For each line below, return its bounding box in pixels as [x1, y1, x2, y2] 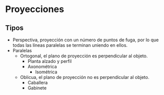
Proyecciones [5, 4, 65, 15]
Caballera [27, 79, 48, 85]
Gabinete [27, 85, 47, 91]
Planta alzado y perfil [27, 58, 72, 64]
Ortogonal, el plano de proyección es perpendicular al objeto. [20, 53, 148, 59]
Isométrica [35, 69, 58, 75]
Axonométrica [27, 64, 57, 69]
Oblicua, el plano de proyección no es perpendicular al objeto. [20, 74, 150, 80]
